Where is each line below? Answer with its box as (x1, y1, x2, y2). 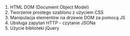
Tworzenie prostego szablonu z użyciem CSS (9, 9, 104, 15)
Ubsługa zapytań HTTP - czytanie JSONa (9, 20, 96, 26)
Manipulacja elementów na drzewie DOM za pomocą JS (9, 15, 125, 20)
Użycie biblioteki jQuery (9, 25, 59, 31)
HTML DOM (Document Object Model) (9, 4, 89, 10)
